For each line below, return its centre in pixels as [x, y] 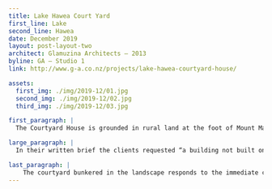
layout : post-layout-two [50, 46]
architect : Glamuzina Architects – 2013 [78, 54]
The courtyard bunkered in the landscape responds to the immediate [141, 172]
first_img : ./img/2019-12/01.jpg [72, 91]
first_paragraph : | [41, 121]
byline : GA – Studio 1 [47, 62]
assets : [21, 83]
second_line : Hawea [41, 31]
